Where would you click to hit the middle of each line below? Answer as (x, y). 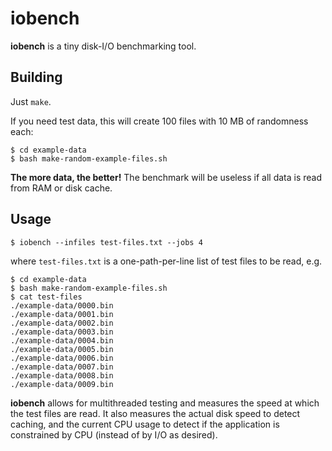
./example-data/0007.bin (62, 367)
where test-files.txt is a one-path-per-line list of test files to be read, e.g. (166, 261)
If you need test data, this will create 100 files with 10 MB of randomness (159, 121)
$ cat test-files (46, 297)
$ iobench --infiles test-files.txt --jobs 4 (106, 242)
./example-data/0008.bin (62, 375)
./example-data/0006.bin (62, 358)
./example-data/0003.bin (62, 332)
